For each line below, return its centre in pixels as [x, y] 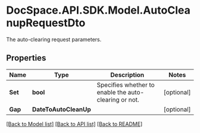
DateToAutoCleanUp [61, 109]
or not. [130, 100]
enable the [112, 92]
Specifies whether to [126, 85]
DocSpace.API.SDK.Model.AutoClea [98, 10]
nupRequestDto [46, 23]
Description [127, 75]
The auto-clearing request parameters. [54, 39]
